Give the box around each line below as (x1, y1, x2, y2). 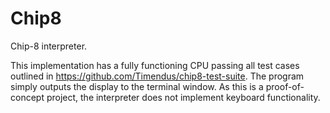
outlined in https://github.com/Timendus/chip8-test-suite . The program (10, 70, 305, 82)
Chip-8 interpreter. (10, 40, 88, 52)
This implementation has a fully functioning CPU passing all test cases (10, 59, 300, 71)
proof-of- (265, 80, 305, 92)
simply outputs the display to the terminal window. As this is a (10, 80, 264, 92)
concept (10, 91, 45, 103)
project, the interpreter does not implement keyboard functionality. (46, 91, 321, 103)
